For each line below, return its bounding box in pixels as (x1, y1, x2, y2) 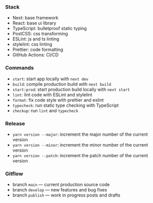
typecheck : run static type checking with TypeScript (12, 102, 119, 108)
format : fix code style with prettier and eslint (12, 97, 104, 103)
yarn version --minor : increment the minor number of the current (12, 142, 148, 148)
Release (5, 120, 25, 127)
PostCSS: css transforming (12, 31, 68, 37)
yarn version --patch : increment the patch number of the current (12, 152, 148, 158)
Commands (5, 64, 34, 71)
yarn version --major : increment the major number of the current (12, 131, 148, 137)
